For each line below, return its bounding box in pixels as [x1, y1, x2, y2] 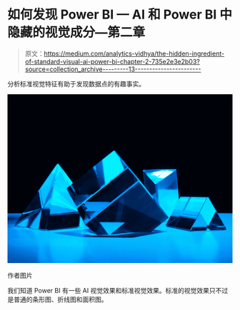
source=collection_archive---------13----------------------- [24, 65, 201, 73]
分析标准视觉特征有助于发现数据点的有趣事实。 [7, 79, 145, 88]
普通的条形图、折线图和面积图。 [13, 295, 108, 304]
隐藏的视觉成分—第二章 [7, 24, 146, 41]
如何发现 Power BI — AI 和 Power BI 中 [7, 6, 232, 23]
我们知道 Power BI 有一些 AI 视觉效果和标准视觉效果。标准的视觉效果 [7, 286, 209, 294]
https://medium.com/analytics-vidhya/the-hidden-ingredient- [44, 49, 225, 58]
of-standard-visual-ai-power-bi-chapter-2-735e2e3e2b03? [24, 57, 200, 66]
